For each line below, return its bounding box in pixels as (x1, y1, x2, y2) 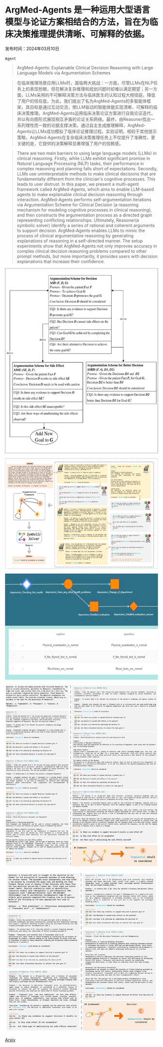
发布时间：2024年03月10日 (5, 46, 60, 51)
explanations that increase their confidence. (16, 258, 105, 264)
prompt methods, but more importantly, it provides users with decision (16, 253, 158, 259)
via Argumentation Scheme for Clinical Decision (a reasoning (16, 202, 139, 208)
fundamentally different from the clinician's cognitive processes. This (16, 176, 156, 182)
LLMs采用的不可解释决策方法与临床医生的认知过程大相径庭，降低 (25, 92, 156, 98)
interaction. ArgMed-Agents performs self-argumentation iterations (16, 196, 152, 202)
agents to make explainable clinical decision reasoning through (16, 191, 143, 197)
